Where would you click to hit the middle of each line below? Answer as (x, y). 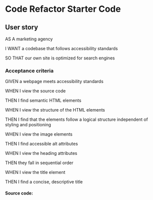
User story (22, 27)
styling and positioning (28, 125)
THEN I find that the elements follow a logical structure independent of (77, 119)
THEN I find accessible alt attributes (42, 144)
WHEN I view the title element (35, 172)
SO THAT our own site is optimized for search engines (60, 58)
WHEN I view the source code (35, 91)
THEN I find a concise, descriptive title (44, 182)
